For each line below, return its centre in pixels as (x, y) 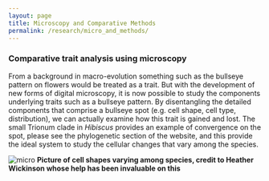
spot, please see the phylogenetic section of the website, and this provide (130, 135)
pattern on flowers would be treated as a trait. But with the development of (132, 84)
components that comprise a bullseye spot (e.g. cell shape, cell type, (122, 110)
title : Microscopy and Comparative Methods (82, 23)
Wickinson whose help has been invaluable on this (94, 168)
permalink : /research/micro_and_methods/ (79, 30)
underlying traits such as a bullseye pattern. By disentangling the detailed (130, 102)
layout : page (30, 16)
